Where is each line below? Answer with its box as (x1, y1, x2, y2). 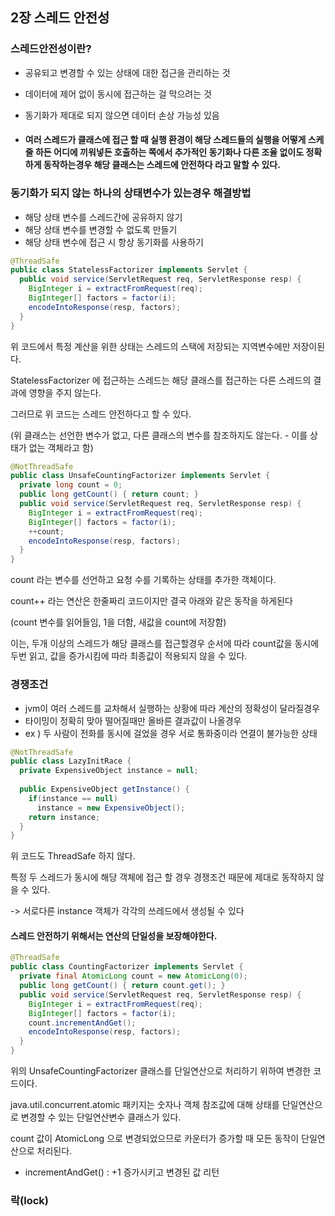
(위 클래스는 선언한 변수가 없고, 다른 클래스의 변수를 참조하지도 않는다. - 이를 (10, 429, 308, 441)
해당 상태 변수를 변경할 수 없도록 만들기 (24, 223, 178, 235)
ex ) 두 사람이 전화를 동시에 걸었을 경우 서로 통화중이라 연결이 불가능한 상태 (24, 727, 318, 739)
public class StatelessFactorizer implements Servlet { (10, 265, 248, 275)
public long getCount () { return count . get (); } (19, 981, 226, 991)
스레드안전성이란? (10, 42, 92, 56)
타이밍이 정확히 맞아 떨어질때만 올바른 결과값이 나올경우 (24, 714, 242, 727)
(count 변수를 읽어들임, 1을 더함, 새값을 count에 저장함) (10, 616, 227, 628)
